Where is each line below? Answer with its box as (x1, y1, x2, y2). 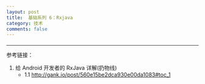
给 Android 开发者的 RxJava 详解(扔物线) (15, 64, 117, 71)
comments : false (6, 26, 48, 32)
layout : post (6, 9, 40, 15)
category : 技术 (6, 20, 43, 26)
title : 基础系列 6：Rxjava (6, 15, 73, 21)
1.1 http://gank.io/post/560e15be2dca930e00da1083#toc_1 (24, 71, 171, 78)
